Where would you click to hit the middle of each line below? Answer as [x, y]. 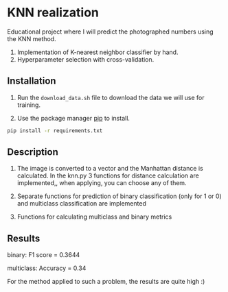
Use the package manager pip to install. [73, 118]
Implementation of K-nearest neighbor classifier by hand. [98, 52]
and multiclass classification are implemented [81, 204]
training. [29, 105]
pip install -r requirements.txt [55, 131]
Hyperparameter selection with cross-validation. [85, 59]
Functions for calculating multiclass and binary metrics [94, 217]
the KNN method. [32, 38]
